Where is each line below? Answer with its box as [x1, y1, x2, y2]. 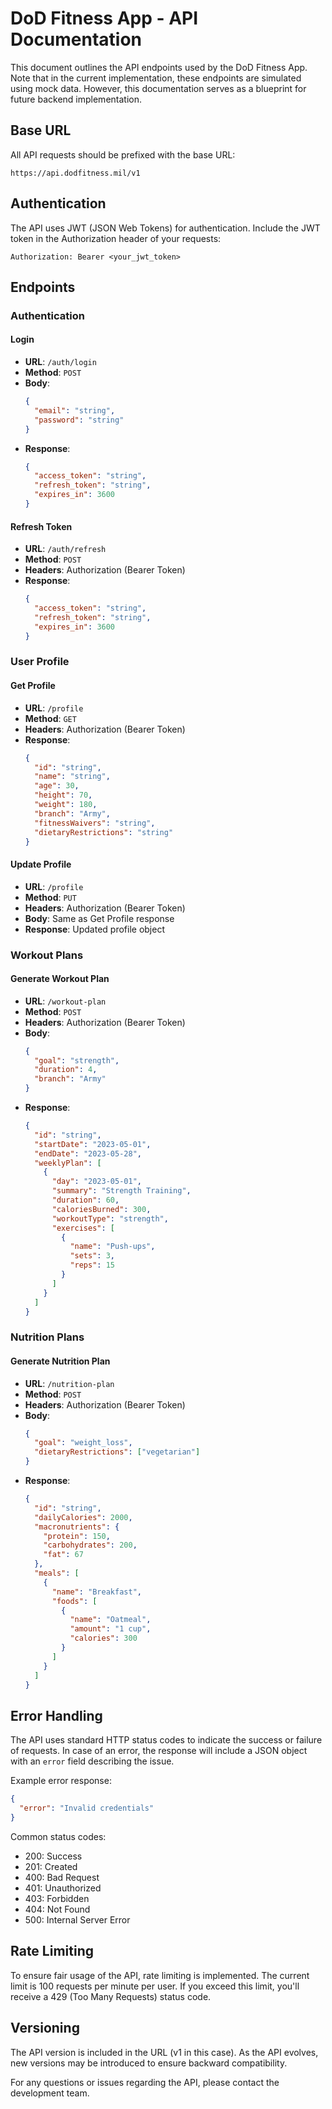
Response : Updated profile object [24, 923, 165, 935]
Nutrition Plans [10, 1330, 85, 1344]
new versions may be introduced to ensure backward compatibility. [10, 2057, 288, 2069]
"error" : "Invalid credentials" [19, 1803, 155, 1814]
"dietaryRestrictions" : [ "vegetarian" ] [34, 1447, 201, 1457]
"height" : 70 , [34, 790, 93, 801]
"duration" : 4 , [34, 1065, 98, 1075]
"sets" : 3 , [69, 1251, 116, 1261]
